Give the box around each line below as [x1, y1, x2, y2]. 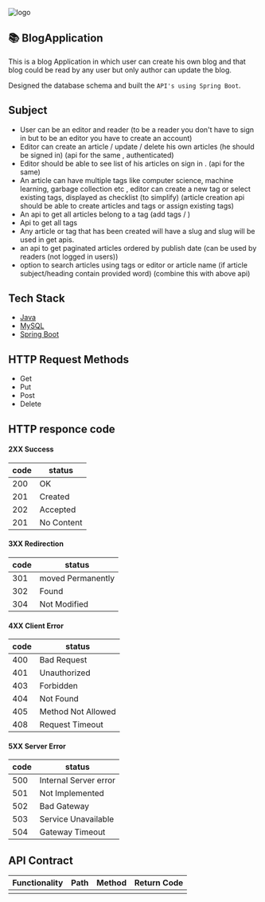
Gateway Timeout [39, 826, 106, 838]
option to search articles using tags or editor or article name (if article [19, 260, 248, 270]
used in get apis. [19, 235, 75, 244]
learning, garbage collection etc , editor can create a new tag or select [19, 184, 251, 193]
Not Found [39, 693, 80, 705]
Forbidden [39, 681, 78, 692]
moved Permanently [39, 573, 115, 584]
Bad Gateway [39, 801, 90, 812]
